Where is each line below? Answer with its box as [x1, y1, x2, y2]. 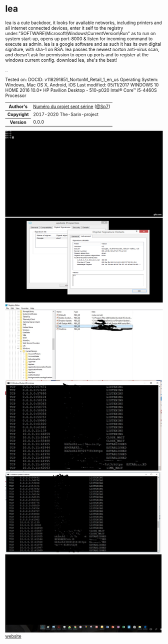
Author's [8, 103, 27, 110]
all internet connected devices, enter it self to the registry [5, 25, 123, 31]
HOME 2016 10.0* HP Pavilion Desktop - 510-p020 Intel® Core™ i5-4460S [5, 87, 157, 93]
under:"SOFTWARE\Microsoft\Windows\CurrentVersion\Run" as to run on [5, 30, 156, 36]
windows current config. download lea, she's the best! [5, 57, 117, 63]
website [5, 633, 21, 639]
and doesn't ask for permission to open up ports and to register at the [5, 51, 149, 58]
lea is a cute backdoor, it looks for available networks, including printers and [5, 20, 162, 26]
